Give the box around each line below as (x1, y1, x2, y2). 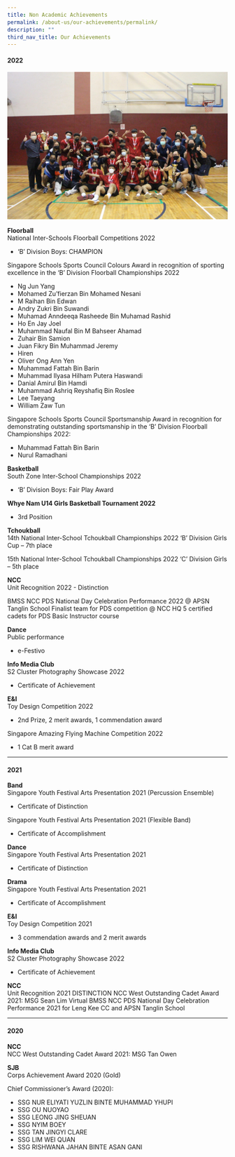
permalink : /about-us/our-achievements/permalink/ (7, 18, 158, 26)
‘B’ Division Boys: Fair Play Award (17, 486, 114, 494)
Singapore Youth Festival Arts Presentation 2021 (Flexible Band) (7, 816, 191, 824)
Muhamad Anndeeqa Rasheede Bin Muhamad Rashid (17, 312, 171, 321)
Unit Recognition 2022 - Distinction (7, 583, 109, 592)
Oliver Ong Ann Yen (17, 356, 75, 365)
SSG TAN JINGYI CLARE (17, 1128, 87, 1136)
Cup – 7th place (7, 541, 52, 550)
